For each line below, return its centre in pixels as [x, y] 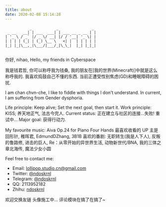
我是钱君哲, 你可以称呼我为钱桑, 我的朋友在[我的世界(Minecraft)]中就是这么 [81, 70]
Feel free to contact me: [29, 158]
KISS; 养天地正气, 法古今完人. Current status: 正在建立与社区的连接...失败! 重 [83, 113]
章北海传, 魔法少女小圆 [28, 148]
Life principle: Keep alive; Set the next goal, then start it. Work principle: [78, 107]
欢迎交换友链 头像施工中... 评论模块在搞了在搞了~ [55, 200]
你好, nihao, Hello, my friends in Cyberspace [50, 60]
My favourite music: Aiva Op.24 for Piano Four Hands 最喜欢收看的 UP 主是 [82, 130]
